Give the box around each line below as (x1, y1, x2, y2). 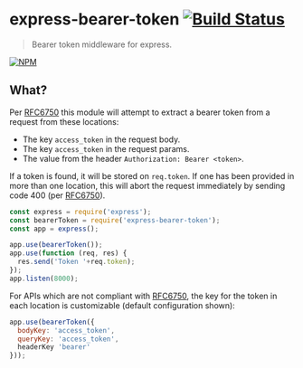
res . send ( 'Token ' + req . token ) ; (17, 258, 136, 267)
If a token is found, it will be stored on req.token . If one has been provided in (9, 170, 295, 181)
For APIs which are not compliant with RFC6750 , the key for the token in (9, 290, 278, 301)
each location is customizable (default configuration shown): (9, 299, 235, 311)
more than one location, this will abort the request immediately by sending (9, 180, 286, 191)
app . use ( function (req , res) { (9, 249, 128, 258)
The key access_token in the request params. (22, 143, 190, 154)
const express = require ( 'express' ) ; (9, 207, 152, 216)
